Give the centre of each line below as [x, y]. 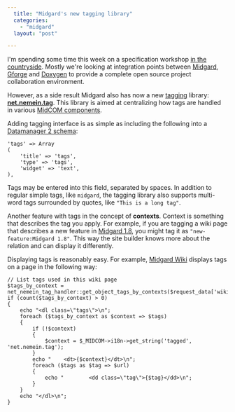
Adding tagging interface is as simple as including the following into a [107, 124]
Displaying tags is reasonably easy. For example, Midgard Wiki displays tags [117, 259]
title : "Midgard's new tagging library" [73, 14]
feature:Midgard [31, 239]
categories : [31, 20]
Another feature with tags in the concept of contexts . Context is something [115, 216]
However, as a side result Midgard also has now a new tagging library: [108, 95]
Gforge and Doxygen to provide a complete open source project [99, 74]
